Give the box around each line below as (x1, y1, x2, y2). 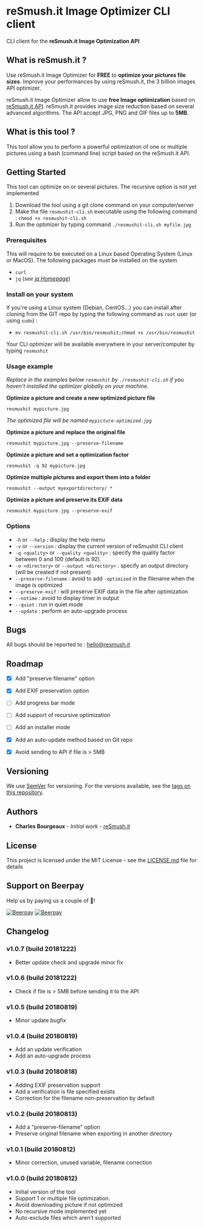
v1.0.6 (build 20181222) (6, 974, 77, 982)
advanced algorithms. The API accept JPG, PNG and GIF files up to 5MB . (6, 109, 189, 116)
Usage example (6, 362, 53, 370)
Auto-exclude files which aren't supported (15, 1214, 122, 1221)
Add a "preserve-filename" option (15, 1123, 100, 1131)
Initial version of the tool (15, 1188, 76, 1195)
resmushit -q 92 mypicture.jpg (6, 463, 86, 469)
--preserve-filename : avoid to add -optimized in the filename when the (15, 574, 194, 582)
